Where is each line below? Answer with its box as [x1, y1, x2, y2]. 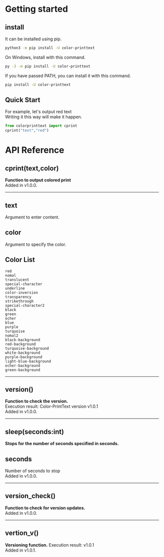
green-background [5, 367, 41, 372]
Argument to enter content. [5, 214, 60, 220]
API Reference [5, 145, 64, 156]
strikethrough [5, 298, 34, 304]
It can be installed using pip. [5, 36, 62, 42]
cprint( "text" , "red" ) [5, 128, 49, 133]
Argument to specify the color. [5, 241, 66, 247]
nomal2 [5, 333, 19, 338]
